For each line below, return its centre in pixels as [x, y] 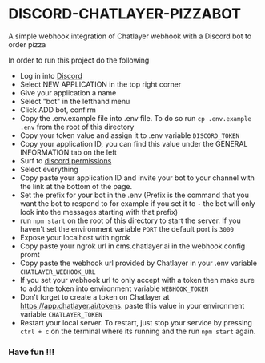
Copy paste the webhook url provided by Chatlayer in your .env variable [139, 263]
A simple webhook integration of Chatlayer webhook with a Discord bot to [130, 36]
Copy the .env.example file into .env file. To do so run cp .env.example [136, 118]
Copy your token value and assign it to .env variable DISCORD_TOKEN [130, 135]
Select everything [49, 169]
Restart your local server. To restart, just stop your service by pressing [136, 322]
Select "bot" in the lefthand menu [75, 101]
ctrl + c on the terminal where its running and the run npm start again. [138, 331]
